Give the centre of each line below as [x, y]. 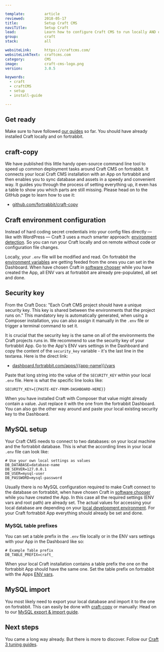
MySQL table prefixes [31, 526]
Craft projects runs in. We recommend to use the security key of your [75, 340]
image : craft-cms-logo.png [44, 64]
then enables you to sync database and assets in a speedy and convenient [80, 179]
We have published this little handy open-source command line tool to [75, 164]
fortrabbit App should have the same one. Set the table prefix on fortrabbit [80, 569]
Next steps [22, 627]
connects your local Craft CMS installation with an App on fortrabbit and [77, 174]
